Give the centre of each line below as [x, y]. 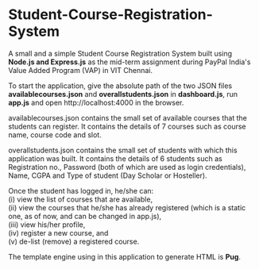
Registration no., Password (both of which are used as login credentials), [127, 167]
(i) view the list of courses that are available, [81, 199]
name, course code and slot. [55, 134]
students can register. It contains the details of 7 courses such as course [127, 126]
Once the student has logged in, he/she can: [81, 190]
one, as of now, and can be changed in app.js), [85, 216]
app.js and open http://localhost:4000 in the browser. [96, 102]
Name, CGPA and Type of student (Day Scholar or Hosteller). [108, 175]
